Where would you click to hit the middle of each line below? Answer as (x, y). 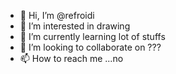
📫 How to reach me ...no (71, 58)
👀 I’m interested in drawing (75, 26)
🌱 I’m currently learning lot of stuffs (92, 36)
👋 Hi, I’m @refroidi (57, 15)
